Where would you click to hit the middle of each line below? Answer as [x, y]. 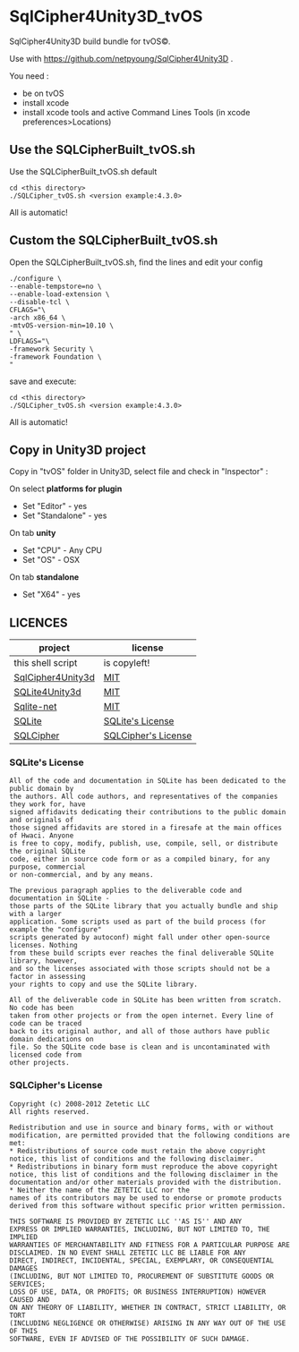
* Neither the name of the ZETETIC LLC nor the [100, 1190]
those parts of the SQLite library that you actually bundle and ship [144, 906]
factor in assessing [48, 977]
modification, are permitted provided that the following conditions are [150, 1135]
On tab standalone [44, 577]
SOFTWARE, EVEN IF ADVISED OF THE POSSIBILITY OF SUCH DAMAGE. [130, 1339]
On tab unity [33, 533]
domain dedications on [51, 1040]
